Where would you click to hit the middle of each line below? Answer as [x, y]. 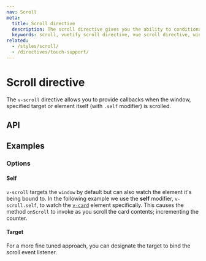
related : [17, 41]
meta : [13, 18]
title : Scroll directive [44, 23]
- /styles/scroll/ [36, 47]
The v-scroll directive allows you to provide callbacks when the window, [99, 99]
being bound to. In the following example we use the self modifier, [90, 198]
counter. [17, 218]
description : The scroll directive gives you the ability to [92, 29]
